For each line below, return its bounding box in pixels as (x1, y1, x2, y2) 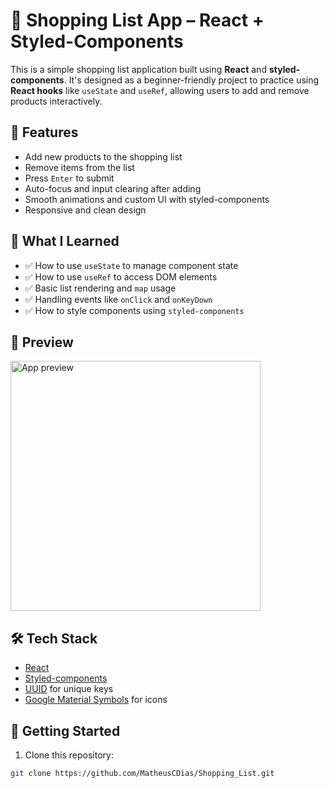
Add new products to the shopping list (24, 150, 183, 163)
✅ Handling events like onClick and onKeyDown (24, 293, 213, 305)
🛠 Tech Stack (10, 630, 98, 647)
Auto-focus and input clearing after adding (24, 182, 202, 194)
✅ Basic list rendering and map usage (24, 282, 177, 294)
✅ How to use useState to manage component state (24, 259, 239, 271)
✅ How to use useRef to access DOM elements (24, 270, 218, 283)
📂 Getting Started (10, 722, 121, 739)
